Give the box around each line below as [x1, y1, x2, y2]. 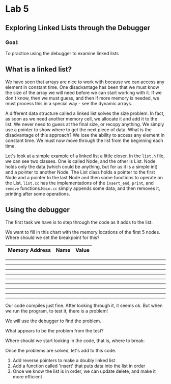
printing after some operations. [5, 190, 70, 197]
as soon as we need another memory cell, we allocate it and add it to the [5, 115, 158, 122]
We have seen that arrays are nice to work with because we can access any [5, 79, 164, 85]
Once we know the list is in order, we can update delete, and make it [12, 368, 156, 374]
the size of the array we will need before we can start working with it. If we [5, 89, 162, 95]
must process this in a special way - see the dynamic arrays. [5, 100, 132, 106]
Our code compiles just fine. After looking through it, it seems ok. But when [5, 302, 163, 308]
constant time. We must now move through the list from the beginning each [5, 137, 163, 143]
